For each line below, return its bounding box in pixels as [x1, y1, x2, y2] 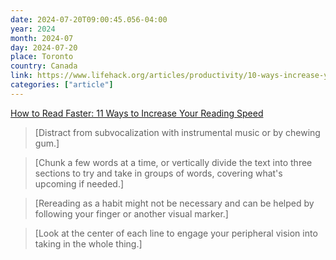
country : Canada [10, 61, 78, 71]
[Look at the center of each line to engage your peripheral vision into [34, 227, 318, 239]
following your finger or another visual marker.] [34, 207, 229, 220]
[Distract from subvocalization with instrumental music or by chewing [34, 126, 321, 138]
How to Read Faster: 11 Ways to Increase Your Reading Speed [10, 107, 264, 119]
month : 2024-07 [10, 33, 74, 43]
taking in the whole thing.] [34, 237, 143, 250]
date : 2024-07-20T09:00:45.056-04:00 [10, 14, 168, 25]
